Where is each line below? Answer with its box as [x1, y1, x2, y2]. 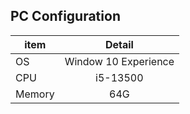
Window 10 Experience [64, 54, 175, 68]
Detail [104, 37, 134, 51]
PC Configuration [10, 8, 121, 25]
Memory [15, 87, 55, 101]
